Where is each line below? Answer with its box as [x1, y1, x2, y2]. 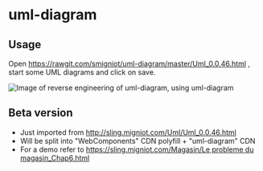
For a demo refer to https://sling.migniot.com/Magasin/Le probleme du [19, 145, 254, 154]
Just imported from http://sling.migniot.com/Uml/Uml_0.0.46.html [19, 127, 237, 137]
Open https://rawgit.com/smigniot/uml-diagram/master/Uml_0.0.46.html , [8, 59, 251, 68]
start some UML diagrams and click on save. [8, 67, 156, 77]
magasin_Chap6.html [19, 153, 90, 162]
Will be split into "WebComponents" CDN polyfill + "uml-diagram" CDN [19, 136, 256, 145]
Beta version [8, 106, 74, 120]
